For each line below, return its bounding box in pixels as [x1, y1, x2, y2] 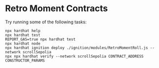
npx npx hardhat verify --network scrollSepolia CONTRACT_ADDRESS [5, 54, 144, 59]
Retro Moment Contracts [5, 3, 108, 14]
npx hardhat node [5, 41, 41, 46]
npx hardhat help [5, 28, 41, 33]
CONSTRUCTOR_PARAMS [5, 58, 45, 63]
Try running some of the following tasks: [5, 19, 87, 25]
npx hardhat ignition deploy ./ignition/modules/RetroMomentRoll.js [5, 45, 148, 50]
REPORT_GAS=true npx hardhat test [5, 37, 76, 42]
